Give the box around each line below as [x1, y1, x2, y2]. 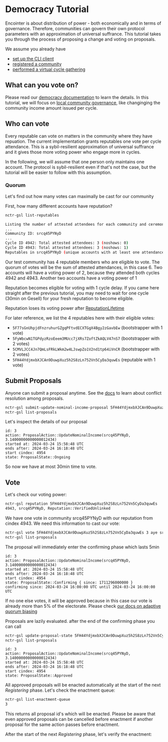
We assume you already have [5, 46, 66, 52]
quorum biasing [5, 608, 37, 614]
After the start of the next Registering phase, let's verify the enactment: [5, 731, 152, 737]
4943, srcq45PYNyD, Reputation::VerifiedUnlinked [5, 506, 111, 511]
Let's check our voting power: [5, 492, 67, 498]
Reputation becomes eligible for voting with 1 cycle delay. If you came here [5, 285, 159, 291]
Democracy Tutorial [5, 4, 89, 15]
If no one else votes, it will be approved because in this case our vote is [5, 597, 152, 604]
